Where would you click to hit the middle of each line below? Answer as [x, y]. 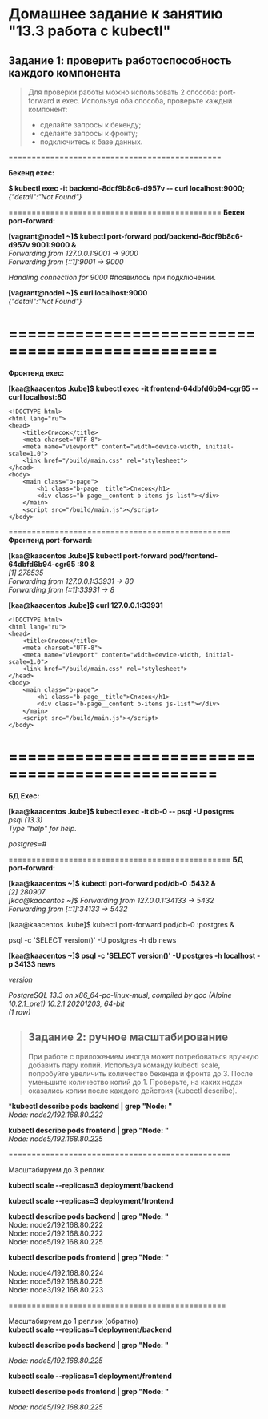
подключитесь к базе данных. [91, 142]
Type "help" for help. [43, 828]
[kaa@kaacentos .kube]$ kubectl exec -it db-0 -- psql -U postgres [121, 811]
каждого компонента [65, 73]
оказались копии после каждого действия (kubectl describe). [132, 1091]
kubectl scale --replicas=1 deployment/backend [90, 1329]
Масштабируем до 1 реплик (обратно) [73, 1321]
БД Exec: [24, 796]
